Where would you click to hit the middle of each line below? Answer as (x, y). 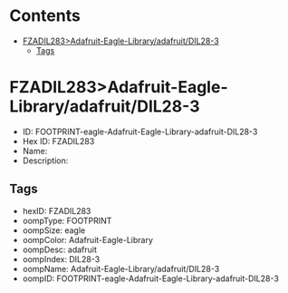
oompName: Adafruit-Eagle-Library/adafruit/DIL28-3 (121, 269)
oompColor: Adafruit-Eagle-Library (88, 239)
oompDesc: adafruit (60, 249)
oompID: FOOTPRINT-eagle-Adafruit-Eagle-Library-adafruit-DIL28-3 (150, 278)
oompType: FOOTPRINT (67, 220)
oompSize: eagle (54, 230)
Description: (45, 161)
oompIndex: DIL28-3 (61, 259)
